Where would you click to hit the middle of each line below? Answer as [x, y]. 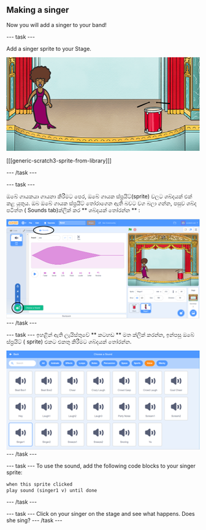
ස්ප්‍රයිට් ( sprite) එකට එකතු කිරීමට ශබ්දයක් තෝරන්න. [69, 342]
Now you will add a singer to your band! [57, 25]
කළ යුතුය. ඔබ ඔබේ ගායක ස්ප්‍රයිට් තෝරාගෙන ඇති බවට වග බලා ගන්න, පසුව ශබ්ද [101, 203]
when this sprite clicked [39, 484]
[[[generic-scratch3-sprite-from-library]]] [59, 160]
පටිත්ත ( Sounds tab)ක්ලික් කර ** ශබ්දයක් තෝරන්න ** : [73, 210]
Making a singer [38, 10]
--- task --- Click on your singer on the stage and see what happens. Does [101, 513]
